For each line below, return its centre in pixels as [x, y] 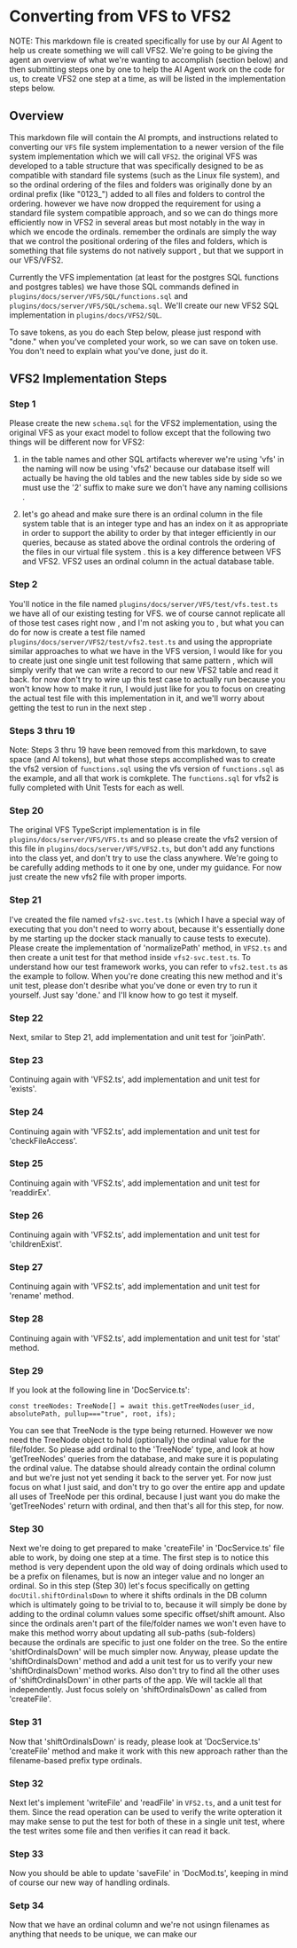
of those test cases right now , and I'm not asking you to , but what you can [147, 622]
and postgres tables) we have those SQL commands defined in [124, 287]
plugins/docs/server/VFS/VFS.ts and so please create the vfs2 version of [144, 840]
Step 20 [27, 810]
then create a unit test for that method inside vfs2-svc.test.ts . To [130, 957]
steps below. [32, 88]
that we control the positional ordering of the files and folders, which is [138, 241]
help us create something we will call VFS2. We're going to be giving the [141, 50]
